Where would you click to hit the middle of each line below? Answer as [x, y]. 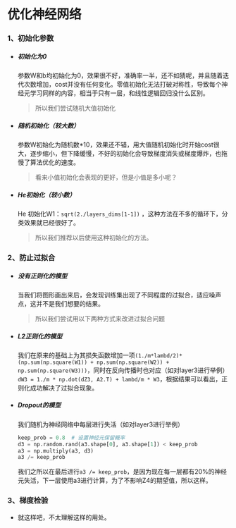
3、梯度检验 [28, 501]
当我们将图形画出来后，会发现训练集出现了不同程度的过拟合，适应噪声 [119, 295]
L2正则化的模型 [40, 336]
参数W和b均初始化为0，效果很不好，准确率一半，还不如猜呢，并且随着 [120, 75]
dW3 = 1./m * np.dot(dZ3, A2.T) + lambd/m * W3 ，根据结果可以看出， [119, 379]
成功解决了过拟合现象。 [64, 388]
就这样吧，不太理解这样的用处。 [64, 517]
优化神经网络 [45, 14]
